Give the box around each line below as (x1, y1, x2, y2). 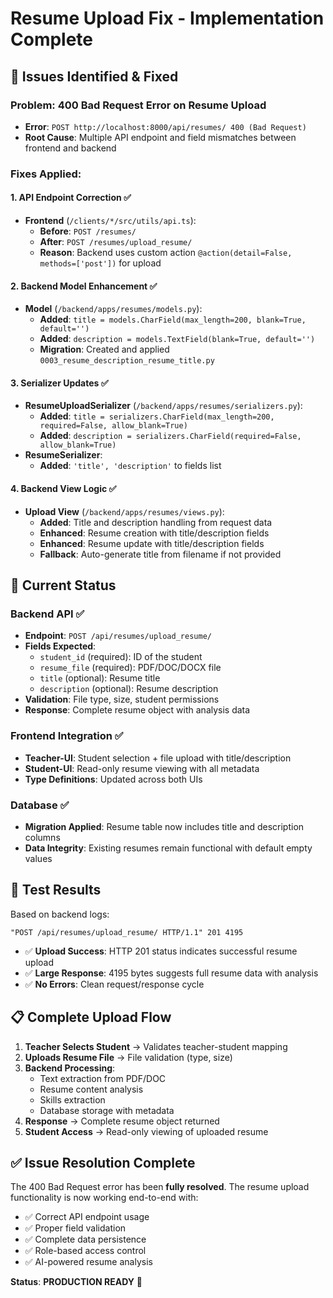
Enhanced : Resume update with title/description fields (39, 537, 265, 549)
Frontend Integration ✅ (10, 729, 124, 743)
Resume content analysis (39, 1083, 144, 1095)
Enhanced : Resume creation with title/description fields (39, 527, 270, 539)
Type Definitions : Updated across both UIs (24, 773, 203, 785)
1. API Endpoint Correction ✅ (10, 192, 132, 204)
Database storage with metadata (39, 1104, 175, 1116)
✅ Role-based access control (24, 1245, 147, 1257)
